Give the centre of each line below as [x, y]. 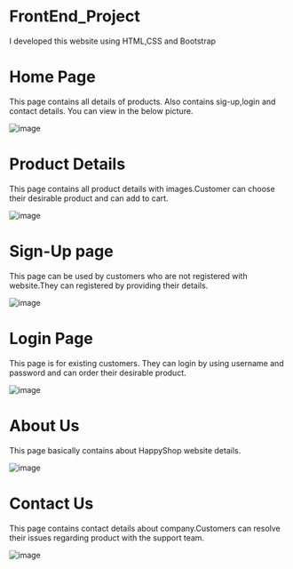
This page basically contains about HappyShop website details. [125, 450]
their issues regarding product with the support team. [107, 537]
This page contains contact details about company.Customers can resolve [145, 528]
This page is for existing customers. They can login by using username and [146, 363]
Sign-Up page [61, 252]
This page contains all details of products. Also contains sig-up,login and [143, 101]
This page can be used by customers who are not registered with [128, 276]
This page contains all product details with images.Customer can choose [142, 188]
